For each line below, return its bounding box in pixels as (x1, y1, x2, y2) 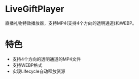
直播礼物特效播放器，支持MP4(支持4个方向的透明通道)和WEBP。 (5, 20, 137, 26)
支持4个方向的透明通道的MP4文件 (12, 56, 81, 62)
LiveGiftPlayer (5, 3, 65, 15)
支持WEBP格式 (12, 62, 43, 68)
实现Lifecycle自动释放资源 (12, 68, 66, 74)
